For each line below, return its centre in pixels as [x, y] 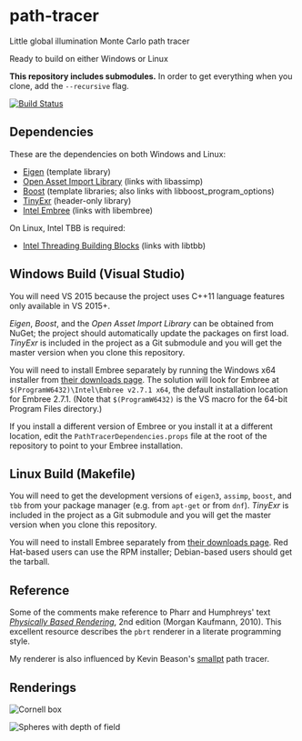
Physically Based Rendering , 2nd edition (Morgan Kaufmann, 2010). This [146, 622]
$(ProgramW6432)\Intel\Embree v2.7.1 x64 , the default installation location [149, 389]
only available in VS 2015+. [60, 305]
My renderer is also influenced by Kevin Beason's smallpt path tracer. [140, 659]
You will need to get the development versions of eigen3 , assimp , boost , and [151, 496]
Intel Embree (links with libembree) [87, 210]
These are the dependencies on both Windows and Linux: [118, 154]
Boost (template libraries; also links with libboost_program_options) [148, 191]
